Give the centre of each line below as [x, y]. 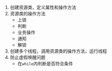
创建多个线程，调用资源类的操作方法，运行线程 [58, 51]
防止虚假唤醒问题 [28, 57]
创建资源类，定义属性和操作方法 [43, 7]
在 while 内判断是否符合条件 [45, 63]
